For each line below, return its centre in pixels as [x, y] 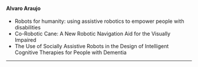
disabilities [28, 28]
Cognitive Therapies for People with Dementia [70, 52]
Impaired [25, 40]
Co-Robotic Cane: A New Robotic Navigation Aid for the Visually [93, 34]
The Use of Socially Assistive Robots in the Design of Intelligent [92, 46]
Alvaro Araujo [24, 8]
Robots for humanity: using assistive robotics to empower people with [99, 21]
